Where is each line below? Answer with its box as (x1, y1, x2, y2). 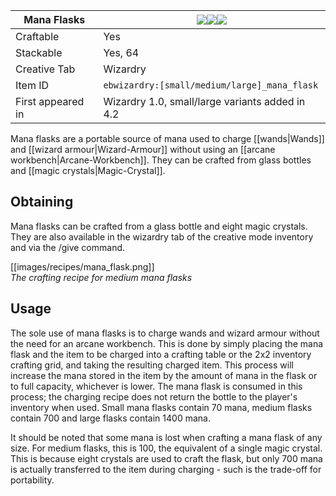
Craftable (15, 30, 60, 43)
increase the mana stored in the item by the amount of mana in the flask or (10, 369, 318, 381)
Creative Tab (15, 62, 76, 76)
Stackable (15, 46, 63, 59)
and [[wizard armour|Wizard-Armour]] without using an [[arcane (10, 144, 276, 155)
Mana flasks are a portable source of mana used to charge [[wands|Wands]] (10, 133, 325, 144)
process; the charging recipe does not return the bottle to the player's (10, 390, 298, 403)
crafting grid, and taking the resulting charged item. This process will (10, 359, 294, 371)
